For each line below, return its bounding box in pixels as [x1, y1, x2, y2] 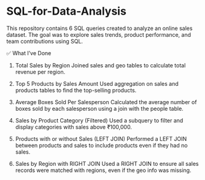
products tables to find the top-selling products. [15, 86, 137, 94]
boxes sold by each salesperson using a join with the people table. [15, 105, 184, 112]
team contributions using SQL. [6, 37, 83, 45]
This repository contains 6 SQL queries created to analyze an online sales [6, 24, 193, 32]
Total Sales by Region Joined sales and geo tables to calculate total [15, 61, 186, 69]
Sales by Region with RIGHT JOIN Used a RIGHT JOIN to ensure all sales [15, 160, 199, 167]
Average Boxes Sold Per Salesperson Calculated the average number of [15, 98, 198, 105]
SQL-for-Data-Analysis [6, 4, 127, 18]
